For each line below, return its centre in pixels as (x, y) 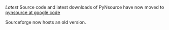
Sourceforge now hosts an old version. (46, 22)
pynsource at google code (33, 12)
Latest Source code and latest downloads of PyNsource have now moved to (85, 7)
